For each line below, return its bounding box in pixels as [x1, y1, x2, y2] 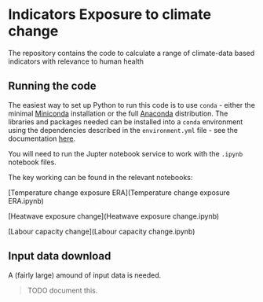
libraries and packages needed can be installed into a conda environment [8, 116, 243, 127]
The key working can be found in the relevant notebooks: [8, 172, 193, 182]
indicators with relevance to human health [8, 57, 144, 66]
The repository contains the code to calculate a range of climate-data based [8, 48, 255, 57]
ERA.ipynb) [8, 196, 45, 205]
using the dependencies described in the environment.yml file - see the [8, 125, 238, 134]
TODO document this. [27, 285, 98, 295]
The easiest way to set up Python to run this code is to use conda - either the [8, 100, 255, 109]
